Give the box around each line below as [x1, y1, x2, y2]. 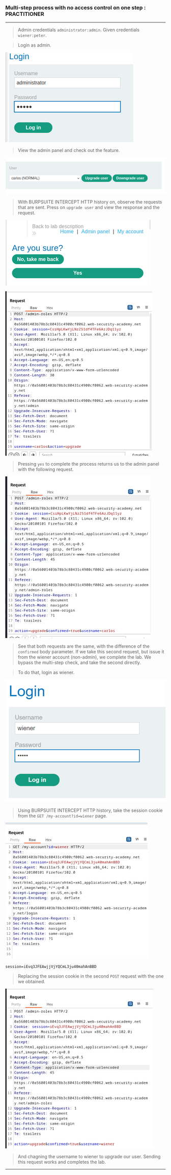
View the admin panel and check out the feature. [17, 147, 120, 154]
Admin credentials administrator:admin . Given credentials [17, 27, 140, 33]
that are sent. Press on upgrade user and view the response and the [17, 204, 160, 210]
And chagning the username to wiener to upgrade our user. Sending [17, 1153, 161, 1159]
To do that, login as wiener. [17, 669, 75, 675]
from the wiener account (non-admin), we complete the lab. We [17, 654, 152, 660]
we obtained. [17, 978, 46, 984]
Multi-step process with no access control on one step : [5, 4, 146, 11]
